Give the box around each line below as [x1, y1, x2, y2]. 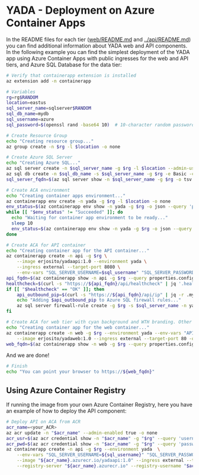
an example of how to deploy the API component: [6, 407, 127, 414]
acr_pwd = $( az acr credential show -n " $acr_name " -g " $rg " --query [6, 441, 176, 447]
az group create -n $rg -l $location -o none [6, 144, 120, 150]
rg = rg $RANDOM [6, 94, 38, 100]
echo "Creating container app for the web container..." [6, 324, 150, 330]
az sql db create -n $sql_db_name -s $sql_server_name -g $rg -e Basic [6, 171, 187, 177]
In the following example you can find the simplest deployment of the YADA [6, 48, 190, 55]
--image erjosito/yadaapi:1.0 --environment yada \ [17, 259, 147, 265]
